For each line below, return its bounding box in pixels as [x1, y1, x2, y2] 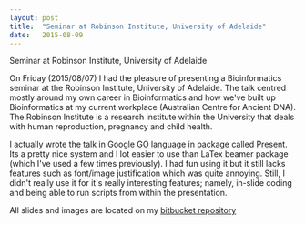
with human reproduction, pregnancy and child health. [9, 121, 213, 132]
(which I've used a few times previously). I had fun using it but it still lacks [9, 159, 286, 169]
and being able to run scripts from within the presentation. [9, 188, 228, 199]
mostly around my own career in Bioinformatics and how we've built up [9, 92, 276, 103]
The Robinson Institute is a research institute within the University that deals [9, 111, 295, 123]
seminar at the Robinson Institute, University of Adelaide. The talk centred [9, 83, 287, 94]
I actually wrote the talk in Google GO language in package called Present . [9, 138, 289, 150]
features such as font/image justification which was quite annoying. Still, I [9, 168, 285, 179]
